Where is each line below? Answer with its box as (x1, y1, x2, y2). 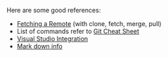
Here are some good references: (6, 6, 101, 14)
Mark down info (16, 42, 63, 50)
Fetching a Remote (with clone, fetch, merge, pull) (16, 20, 162, 27)
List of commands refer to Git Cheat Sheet (16, 27, 140, 35)
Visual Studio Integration (16, 34, 89, 43)
